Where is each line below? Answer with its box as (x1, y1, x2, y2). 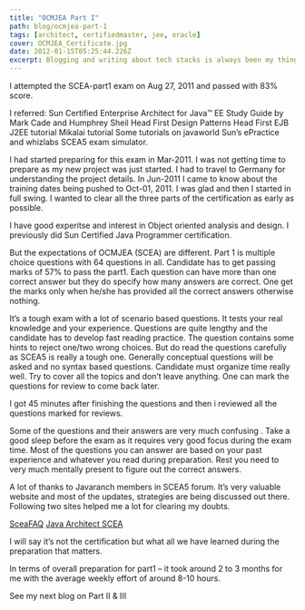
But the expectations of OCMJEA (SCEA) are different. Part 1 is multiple (9, 247, 276, 258)
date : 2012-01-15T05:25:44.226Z (9, 47, 132, 56)
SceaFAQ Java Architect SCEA (9, 518, 123, 529)
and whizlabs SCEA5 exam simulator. (9, 137, 148, 147)
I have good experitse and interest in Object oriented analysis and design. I (9, 220, 290, 231)
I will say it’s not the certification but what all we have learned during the (9, 536, 280, 546)
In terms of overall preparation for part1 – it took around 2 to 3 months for (9, 564, 283, 574)
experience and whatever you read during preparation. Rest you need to (9, 455, 280, 465)
